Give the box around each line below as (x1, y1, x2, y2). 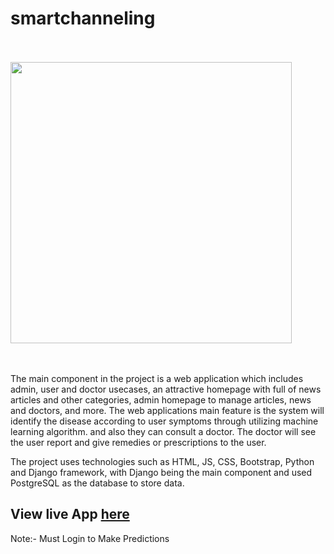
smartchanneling (10, 7, 156, 30)
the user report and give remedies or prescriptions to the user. (10, 436, 267, 448)
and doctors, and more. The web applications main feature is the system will (10, 404, 325, 416)
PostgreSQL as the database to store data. (10, 477, 185, 489)
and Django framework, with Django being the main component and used (10, 466, 313, 478)
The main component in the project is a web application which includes (10, 372, 304, 384)
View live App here (10, 506, 130, 523)
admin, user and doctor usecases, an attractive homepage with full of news (10, 383, 322, 395)
